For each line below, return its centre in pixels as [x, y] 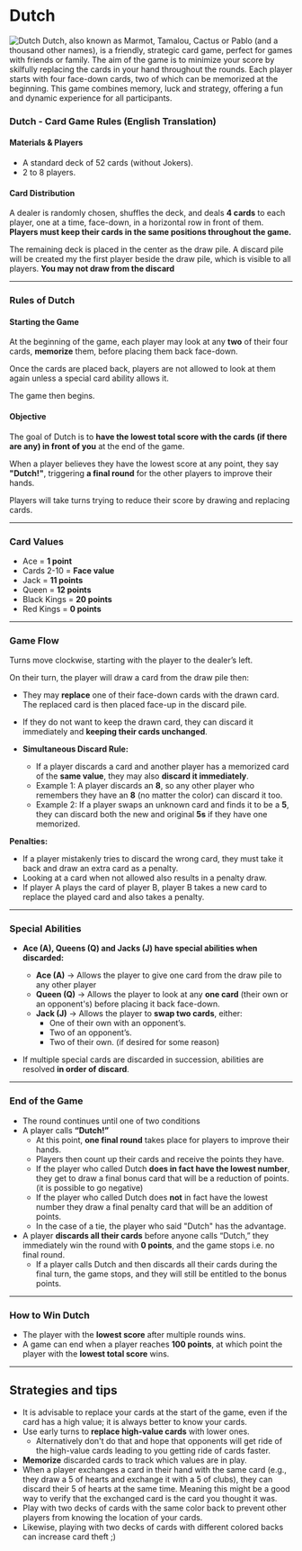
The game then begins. [52, 396]
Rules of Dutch [42, 301]
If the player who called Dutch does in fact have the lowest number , [163, 1168]
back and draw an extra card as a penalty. [100, 869]
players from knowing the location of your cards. [112, 1517]
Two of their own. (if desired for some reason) [134, 1042]
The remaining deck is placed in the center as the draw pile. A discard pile [147, 249]
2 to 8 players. [49, 173]
